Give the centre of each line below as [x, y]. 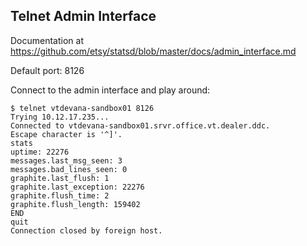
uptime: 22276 [40, 152]
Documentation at [47, 40]
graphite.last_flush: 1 [60, 178]
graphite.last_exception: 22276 [77, 187]
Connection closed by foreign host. [86, 230]
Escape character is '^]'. [66, 134]
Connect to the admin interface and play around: [110, 90]
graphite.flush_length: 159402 [75, 204]
